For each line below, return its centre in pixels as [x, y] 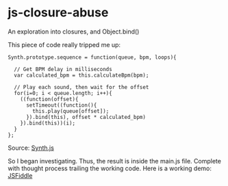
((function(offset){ [49, 99]
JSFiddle [20, 175]
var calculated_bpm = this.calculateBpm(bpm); [81, 75]
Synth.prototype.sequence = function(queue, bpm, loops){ [92, 57]
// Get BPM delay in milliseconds [63, 69]
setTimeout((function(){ [61, 105]
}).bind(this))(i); [48, 123]
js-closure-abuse [58, 13]
